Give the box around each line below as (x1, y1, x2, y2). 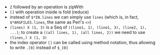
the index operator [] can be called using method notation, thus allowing (9, 40, 156, 45)
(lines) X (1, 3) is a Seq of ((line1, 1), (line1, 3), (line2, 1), (9, 24, 147, 30)
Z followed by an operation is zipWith (9, 4, 84, 10)
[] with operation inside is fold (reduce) (9, 9, 89, 15)
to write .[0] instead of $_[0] (9, 45, 69, 50)
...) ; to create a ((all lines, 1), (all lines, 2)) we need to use (9, 30, 145, 35)
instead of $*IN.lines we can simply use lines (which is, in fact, (9, 14, 139, 20)
